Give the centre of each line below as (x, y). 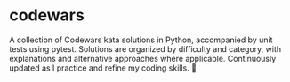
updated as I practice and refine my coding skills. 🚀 (103, 68)
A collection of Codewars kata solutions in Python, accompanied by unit (141, 40)
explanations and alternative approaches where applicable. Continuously (143, 58)
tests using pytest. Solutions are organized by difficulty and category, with (145, 48)
